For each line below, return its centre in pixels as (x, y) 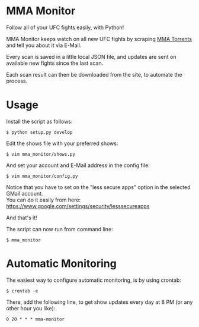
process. (17, 81)
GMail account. (25, 193)
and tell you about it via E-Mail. (44, 45)
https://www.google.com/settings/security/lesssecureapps (78, 206)
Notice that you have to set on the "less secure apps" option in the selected (98, 187)
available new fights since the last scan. (55, 63)
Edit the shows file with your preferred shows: (62, 143)
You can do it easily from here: (44, 200)
